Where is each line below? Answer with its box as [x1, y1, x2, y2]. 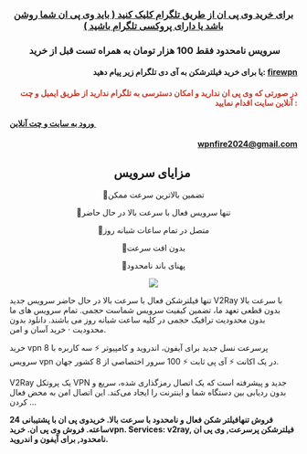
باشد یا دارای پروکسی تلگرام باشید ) [83, 19, 224, 32]
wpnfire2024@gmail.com [197, 139, 298, 150]
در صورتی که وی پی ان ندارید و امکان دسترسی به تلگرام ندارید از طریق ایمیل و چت [19, 88, 298, 99]
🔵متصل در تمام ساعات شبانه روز [97, 225, 210, 236]
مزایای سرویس [113, 164, 191, 181]
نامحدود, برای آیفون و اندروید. [9, 434, 109, 445]
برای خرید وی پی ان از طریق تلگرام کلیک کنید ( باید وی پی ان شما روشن [13, 8, 294, 21]
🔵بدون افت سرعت [122, 242, 185, 254]
